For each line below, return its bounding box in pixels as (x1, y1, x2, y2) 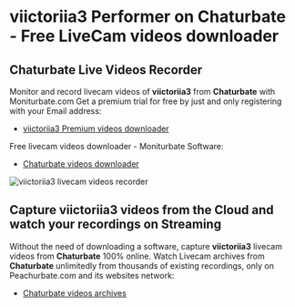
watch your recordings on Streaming (9, 217, 221, 232)
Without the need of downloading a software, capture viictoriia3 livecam (9, 240, 282, 251)
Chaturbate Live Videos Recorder (9, 62, 203, 77)
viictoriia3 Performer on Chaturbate (9, 6, 287, 27)
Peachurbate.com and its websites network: (9, 270, 175, 281)
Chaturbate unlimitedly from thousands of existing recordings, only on (9, 260, 275, 271)
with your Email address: (9, 106, 102, 116)
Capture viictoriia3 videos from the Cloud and (9, 202, 274, 218)
